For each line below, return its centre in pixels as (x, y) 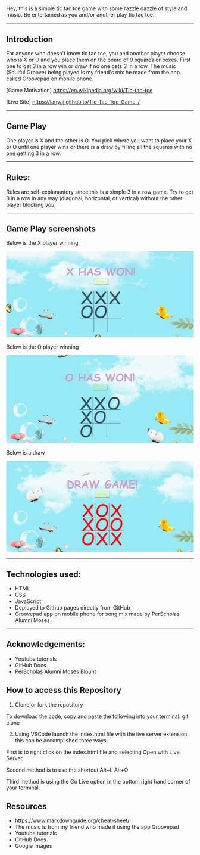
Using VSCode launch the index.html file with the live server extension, (102, 734)
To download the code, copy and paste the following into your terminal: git (97, 716)
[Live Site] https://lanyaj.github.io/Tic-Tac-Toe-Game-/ (73, 102)
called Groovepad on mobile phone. (50, 79)
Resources (26, 806)
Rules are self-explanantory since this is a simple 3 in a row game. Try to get (100, 192)
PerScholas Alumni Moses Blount (55, 671)
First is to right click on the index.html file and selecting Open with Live (93, 752)
